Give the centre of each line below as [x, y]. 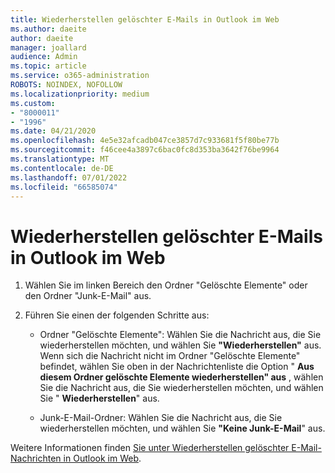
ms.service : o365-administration [80, 76]
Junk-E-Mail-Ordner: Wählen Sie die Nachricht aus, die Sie [161, 418]
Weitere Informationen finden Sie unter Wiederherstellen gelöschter [150, 448]
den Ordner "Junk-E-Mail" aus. [88, 296]
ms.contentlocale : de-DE [62, 168]
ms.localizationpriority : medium [80, 94]
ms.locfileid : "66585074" [64, 187]
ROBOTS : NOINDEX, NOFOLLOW [66, 85]
